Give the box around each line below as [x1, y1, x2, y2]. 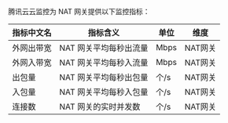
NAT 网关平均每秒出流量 [59, 42, 149, 53]
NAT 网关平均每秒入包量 [59, 87, 149, 97]
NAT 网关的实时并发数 [59, 101, 141, 112]
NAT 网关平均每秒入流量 [59, 57, 149, 68]
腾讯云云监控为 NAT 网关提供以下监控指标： [8, 7, 150, 16]
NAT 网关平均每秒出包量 [59, 72, 149, 82]
